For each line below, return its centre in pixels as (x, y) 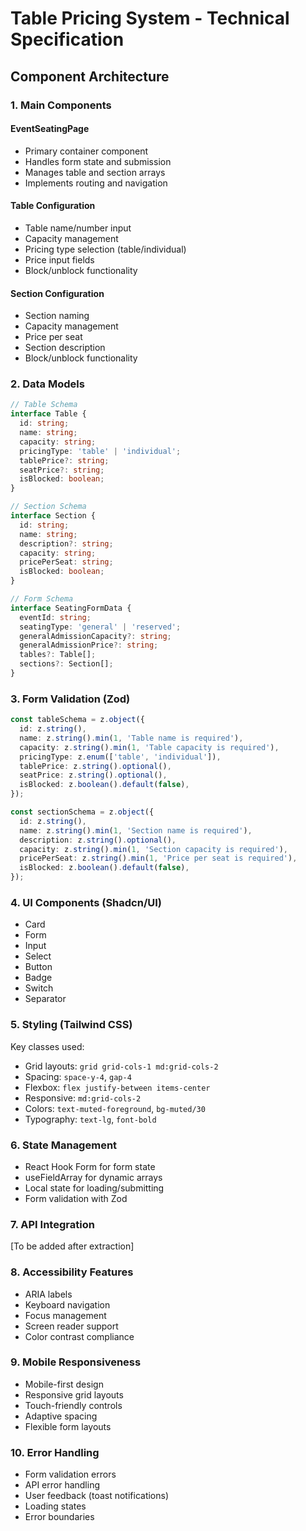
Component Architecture (90, 76)
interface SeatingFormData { (71, 608)
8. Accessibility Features (72, 1272)
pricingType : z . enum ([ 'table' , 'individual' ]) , (120, 757)
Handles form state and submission (98, 161)
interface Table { (48, 414)
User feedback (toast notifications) (97, 1496)
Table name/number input (78, 228)
